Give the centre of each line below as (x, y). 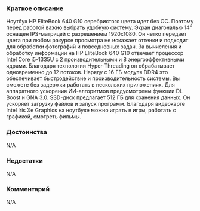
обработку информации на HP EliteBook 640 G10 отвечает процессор (95, 53)
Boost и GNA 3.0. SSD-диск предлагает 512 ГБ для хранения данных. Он (98, 97)
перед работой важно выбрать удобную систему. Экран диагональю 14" (99, 27)
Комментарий (28, 189)
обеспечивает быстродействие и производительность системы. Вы (93, 78)
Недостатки (24, 161)
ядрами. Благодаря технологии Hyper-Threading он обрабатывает (90, 66)
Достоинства (27, 132)
